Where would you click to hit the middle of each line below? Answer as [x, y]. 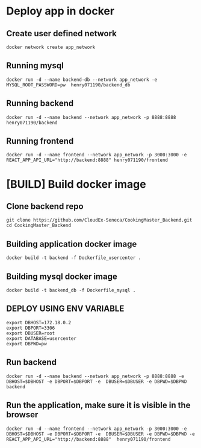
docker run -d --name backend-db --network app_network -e [82, 80]
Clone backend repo [45, 206]
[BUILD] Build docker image [76, 184]
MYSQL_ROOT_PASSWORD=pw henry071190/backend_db [68, 85]
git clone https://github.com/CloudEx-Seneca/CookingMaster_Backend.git [99, 220]
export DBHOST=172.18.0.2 [39, 322]
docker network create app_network [51, 47]
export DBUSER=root [31, 333]
